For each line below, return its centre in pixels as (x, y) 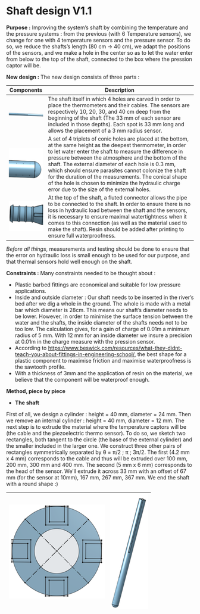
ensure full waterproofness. (82, 236)
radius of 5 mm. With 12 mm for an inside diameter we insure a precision (103, 335)
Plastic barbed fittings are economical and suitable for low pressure (98, 285)
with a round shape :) (32, 484)
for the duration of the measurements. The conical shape (118, 176)
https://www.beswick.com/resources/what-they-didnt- (115, 348)
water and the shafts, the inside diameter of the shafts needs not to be (101, 322)
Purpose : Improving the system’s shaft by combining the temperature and (97, 27)
